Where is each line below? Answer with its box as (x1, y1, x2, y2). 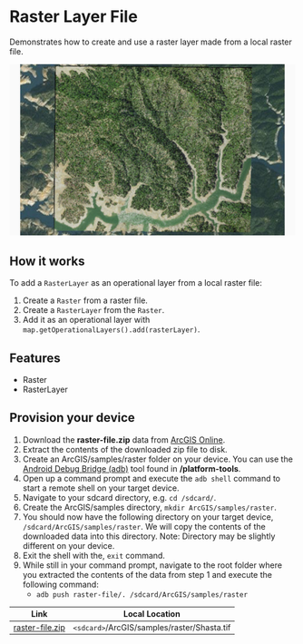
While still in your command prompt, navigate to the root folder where (22, 560, 283, 571)
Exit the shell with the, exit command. (22, 550, 166, 561)
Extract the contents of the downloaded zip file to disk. (22, 444, 229, 454)
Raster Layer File (9, 6, 138, 27)
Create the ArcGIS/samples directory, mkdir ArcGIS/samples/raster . (22, 502, 277, 512)
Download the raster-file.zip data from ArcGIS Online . (22, 434, 226, 445)
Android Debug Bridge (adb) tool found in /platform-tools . (22, 463, 241, 473)
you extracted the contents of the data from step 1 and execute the (22, 569, 272, 580)
